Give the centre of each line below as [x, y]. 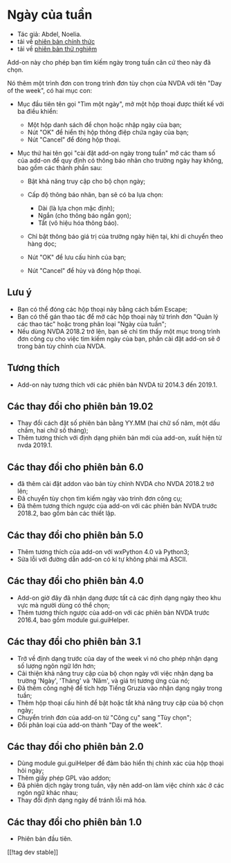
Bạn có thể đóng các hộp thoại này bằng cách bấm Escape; [102, 309]
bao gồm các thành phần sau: [59, 167]
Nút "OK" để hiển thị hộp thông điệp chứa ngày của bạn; [108, 132]
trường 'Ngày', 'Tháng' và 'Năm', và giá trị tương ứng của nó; [103, 680]
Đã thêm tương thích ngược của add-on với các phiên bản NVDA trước [117, 506]
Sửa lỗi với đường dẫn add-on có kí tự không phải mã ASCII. [102, 559]
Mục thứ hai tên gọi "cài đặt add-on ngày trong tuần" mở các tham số [116, 153]
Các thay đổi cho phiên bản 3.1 [74, 642]
